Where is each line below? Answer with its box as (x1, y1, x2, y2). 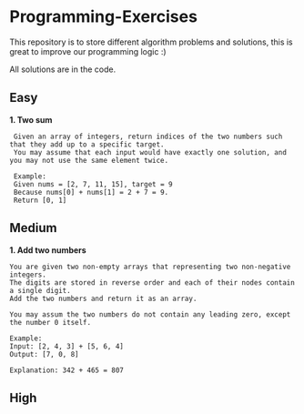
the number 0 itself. (9, 318, 92, 327)
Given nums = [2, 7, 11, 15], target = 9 (13, 179, 173, 188)
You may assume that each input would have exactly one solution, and (13, 147, 287, 157)
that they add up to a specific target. (9, 139, 166, 149)
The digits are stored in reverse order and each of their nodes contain (9, 278, 296, 288)
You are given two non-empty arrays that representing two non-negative (9, 262, 291, 271)
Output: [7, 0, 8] (9, 349, 79, 358)
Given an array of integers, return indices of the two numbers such (13, 132, 283, 141)
